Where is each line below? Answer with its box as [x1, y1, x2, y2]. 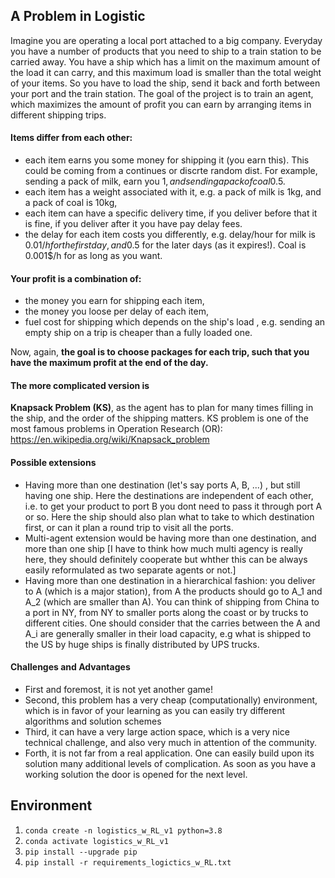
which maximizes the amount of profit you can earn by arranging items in [10, 98, 312, 110]
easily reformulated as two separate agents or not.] [24, 564, 237, 576]
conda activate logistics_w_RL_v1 [24, 836, 169, 846]
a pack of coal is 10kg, [24, 197, 118, 209]
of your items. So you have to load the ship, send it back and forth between [10, 77, 321, 89]
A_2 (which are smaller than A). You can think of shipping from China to [24, 595, 320, 608]
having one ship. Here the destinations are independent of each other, [24, 489, 314, 501]
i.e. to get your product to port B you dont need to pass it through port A [24, 500, 323, 512]
